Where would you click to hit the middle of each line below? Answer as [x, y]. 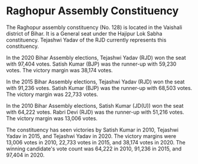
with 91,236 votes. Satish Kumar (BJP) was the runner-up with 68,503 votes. [99, 88]
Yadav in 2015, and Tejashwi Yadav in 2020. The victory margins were [91, 136]
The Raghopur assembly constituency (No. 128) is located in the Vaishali [94, 27]
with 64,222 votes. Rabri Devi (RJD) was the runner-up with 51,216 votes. [95, 112]
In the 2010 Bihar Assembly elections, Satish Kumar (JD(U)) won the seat [95, 105]
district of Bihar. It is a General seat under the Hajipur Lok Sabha [84, 33]
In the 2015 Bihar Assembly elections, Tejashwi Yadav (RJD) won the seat [95, 82]
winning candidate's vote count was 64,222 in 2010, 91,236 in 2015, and [94, 149]
